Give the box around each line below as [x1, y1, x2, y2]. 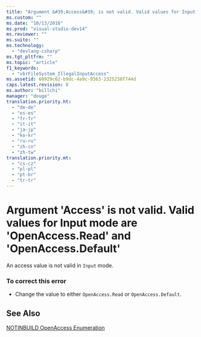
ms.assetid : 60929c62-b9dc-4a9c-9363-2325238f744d [6, 76, 136, 82]
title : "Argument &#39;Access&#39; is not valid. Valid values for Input [6, 8, 196, 15]
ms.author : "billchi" [6, 88, 61, 94]
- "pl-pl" [11, 166, 36, 172]
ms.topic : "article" [6, 59, 59, 65]
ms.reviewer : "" [6, 31, 47, 37]
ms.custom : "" [6, 14, 42, 21]
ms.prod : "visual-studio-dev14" [6, 25, 88, 32]
